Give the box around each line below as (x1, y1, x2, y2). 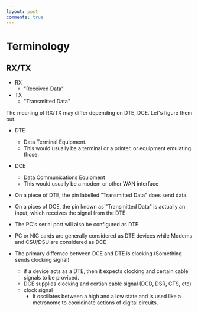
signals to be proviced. (23, 274, 80, 281)
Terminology (6, 40, 70, 53)
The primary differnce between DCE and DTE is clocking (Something (14, 249, 182, 257)
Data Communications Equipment (23, 174, 105, 181)
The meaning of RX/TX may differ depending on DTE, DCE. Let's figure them (6, 109, 193, 116)
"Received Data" (23, 85, 64, 92)
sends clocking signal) (14, 256, 70, 263)
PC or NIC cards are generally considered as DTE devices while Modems (14, 232, 193, 239)
